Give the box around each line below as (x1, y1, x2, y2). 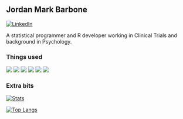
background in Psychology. (6, 38, 72, 45)
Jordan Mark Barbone (6, 5, 88, 15)
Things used (6, 52, 43, 61)
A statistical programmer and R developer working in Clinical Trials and (6, 32, 178, 39)
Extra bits (6, 82, 34, 90)
